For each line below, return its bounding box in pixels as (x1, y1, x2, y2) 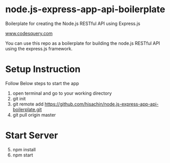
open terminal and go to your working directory (12, 90, 112, 96)
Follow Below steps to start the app (5, 80, 79, 86)
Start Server (5, 130, 59, 141)
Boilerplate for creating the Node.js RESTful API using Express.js (5, 20, 140, 26)
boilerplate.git (12, 106, 42, 113)
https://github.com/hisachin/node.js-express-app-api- (44, 101, 159, 107)
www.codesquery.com (5, 30, 53, 36)
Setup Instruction (5, 64, 80, 75)
